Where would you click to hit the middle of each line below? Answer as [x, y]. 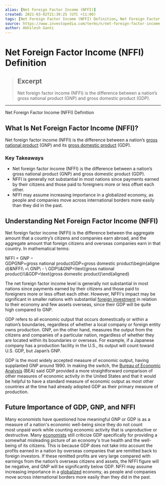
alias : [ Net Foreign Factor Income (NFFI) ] [51, 10]
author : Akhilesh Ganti [30, 28]
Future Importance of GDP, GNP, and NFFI [70, 407]
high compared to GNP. [29, 310]
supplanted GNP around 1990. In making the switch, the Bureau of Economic [83, 365]
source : [13, 23]
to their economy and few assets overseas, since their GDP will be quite [78, 305]
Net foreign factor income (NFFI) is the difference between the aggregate [80, 233]
